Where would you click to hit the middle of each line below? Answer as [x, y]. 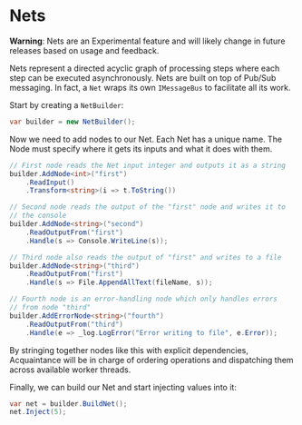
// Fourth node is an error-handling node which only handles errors [144, 299]
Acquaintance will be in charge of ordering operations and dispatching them [151, 360]
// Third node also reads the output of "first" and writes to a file [146, 257]
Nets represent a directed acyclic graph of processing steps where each [145, 68]
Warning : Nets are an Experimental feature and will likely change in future [147, 41]
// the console [38, 216]
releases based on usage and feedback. [84, 50]
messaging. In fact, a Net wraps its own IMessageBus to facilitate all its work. [150, 87]
